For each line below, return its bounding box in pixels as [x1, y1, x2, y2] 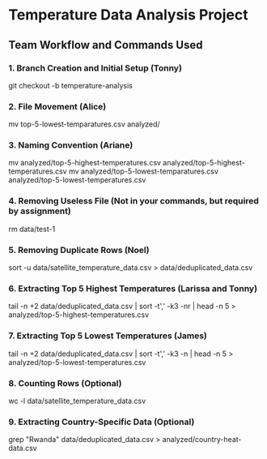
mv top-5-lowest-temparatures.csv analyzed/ [8, 119, 160, 129]
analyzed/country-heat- [162, 435, 242, 444]
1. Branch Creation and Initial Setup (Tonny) [8, 62, 182, 74]
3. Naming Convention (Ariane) [8, 139, 133, 151]
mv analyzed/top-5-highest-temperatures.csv [8, 158, 162, 168]
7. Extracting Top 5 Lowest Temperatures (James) [8, 330, 208, 341]
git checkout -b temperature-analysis [8, 80, 133, 90]
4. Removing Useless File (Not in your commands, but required [8, 195, 259, 207]
